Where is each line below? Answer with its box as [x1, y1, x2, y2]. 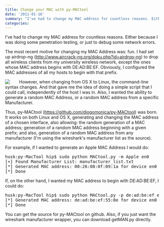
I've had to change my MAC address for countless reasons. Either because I [5, 34, 158, 40]
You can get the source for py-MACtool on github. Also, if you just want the [5, 211, 156, 217]
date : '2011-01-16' [5, 12, 45, 17]
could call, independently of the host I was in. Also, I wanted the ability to [5, 89, 152, 95]
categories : [5, 21, 29, 26]
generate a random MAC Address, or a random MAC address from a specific [5, 95, 159, 101]
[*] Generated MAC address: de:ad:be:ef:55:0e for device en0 [5, 197, 157, 203]
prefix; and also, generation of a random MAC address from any [5, 130, 134, 136]
